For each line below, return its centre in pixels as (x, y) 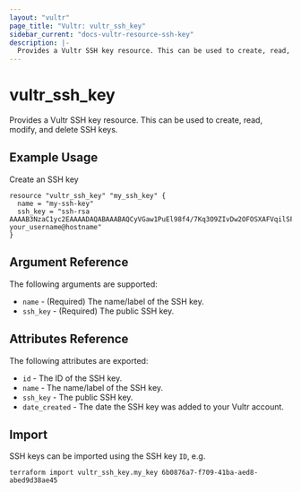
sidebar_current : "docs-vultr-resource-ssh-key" (102, 34)
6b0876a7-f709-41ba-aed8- (210, 473)
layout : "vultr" (39, 17)
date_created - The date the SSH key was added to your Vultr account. (153, 406)
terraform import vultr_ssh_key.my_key (84, 473)
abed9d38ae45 (34, 480)
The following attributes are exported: (79, 360)
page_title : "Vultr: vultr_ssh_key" (77, 26)
